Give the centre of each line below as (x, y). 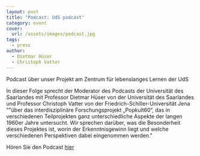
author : (16, 51)
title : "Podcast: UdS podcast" (45, 17)
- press (21, 46)
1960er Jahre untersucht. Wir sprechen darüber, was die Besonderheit (93, 122)
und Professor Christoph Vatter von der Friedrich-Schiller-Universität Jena (98, 103)
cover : (14, 28)
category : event (26, 23)
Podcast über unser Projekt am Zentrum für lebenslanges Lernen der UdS (98, 79)
